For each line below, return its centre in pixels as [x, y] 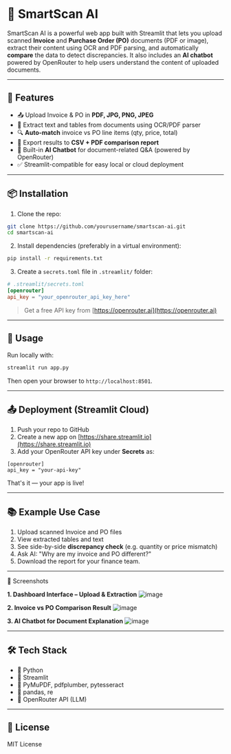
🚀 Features [31, 98]
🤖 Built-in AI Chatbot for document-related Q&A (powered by [103, 149]
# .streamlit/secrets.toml [46, 284]
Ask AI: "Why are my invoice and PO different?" [84, 554]
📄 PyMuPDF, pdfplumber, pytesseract [70, 684]
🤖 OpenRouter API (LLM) [52, 699]
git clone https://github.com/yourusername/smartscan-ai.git [97, 227]
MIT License [25, 744]
